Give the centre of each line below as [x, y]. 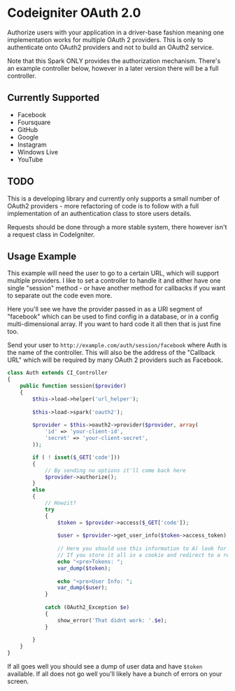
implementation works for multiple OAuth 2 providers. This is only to [105, 39]
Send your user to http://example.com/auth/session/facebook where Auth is [117, 345]
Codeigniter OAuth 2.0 [74, 13]
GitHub [28, 129]
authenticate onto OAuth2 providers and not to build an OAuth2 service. [111, 47]
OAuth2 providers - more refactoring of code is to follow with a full [103, 206]
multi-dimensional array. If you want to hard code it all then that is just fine [114, 324]
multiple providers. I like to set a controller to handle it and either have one [114, 281]
